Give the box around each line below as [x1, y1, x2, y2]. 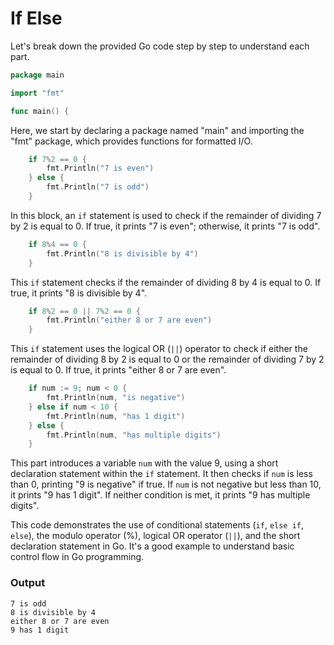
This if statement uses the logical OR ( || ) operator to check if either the [10, 343, 308, 355]
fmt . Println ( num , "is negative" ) [46, 393, 186, 403]
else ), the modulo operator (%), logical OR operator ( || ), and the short [10, 530, 301, 542]
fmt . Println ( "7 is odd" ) [46, 182, 150, 192]
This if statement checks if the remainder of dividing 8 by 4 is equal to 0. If [10, 276, 322, 288]
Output [10, 576, 46, 590]
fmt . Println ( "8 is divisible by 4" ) [46, 248, 199, 259]
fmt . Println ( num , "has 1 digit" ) [46, 411, 186, 421]
